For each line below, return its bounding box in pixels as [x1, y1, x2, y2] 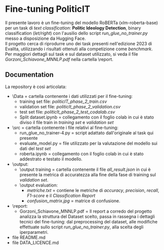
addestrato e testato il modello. [19, 156, 82, 162]
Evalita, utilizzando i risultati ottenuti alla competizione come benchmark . [5, 46, 153, 52]
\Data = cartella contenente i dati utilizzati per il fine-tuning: [12, 93, 133, 99]
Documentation [5, 70, 54, 79]
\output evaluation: [19, 182, 58, 188]
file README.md [12, 234, 46, 240]
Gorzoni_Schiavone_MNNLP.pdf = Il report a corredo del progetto [19, 208, 152, 214]
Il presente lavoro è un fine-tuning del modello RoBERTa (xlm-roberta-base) [5, 20, 158, 26]
